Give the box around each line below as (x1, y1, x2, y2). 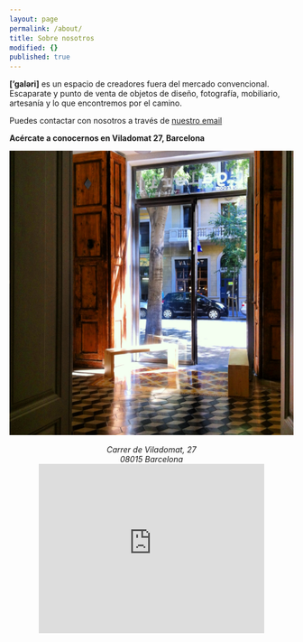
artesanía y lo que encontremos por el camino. (9, 98, 183, 108)
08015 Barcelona (120, 454, 183, 465)
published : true (9, 52, 70, 62)
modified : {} (9, 43, 59, 52)
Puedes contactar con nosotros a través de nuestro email (9, 116, 223, 126)
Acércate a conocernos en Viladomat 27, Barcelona (9, 133, 206, 144)
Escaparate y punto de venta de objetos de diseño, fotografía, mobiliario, (9, 88, 280, 99)
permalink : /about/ (9, 23, 83, 33)
